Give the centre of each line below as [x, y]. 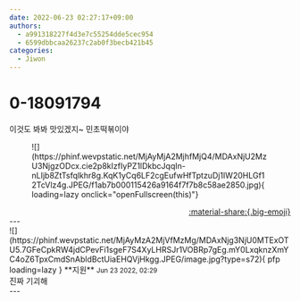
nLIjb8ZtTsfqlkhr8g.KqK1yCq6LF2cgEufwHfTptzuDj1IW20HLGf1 [148, 175]
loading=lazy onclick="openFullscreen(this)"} [115, 194]
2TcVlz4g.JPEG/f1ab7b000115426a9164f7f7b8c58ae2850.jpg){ [148, 185]
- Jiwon [32, 59]
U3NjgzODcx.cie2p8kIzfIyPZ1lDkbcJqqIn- [108, 165]
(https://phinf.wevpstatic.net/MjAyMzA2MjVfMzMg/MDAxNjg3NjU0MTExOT [149, 240]
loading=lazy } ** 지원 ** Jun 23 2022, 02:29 [83, 270]
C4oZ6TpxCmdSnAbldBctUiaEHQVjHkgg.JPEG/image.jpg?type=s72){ [137, 259]
